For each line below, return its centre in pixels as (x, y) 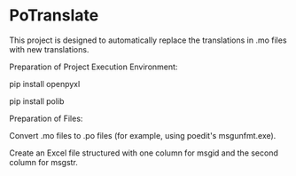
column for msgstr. (43, 162)
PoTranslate (54, 16)
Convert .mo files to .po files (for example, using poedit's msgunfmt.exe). (143, 135)
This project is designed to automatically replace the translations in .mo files (148, 40)
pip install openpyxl (45, 84)
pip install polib (37, 101)
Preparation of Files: (46, 118)
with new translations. (49, 49)
